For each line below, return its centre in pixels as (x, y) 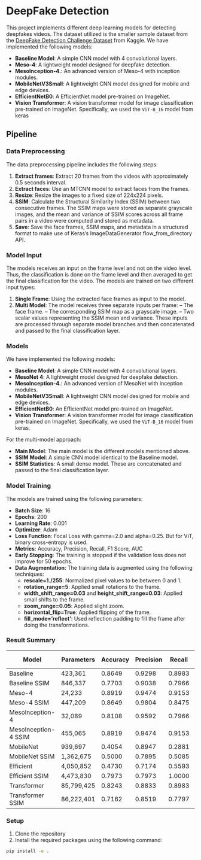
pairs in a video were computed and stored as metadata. (84, 220)
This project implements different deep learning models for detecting (91, 28)
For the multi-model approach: (44, 440)
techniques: (29, 574)
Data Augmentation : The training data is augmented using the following (103, 567)
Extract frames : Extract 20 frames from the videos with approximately (101, 176)
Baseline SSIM (29, 683)
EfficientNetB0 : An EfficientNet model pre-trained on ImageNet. (94, 409)
